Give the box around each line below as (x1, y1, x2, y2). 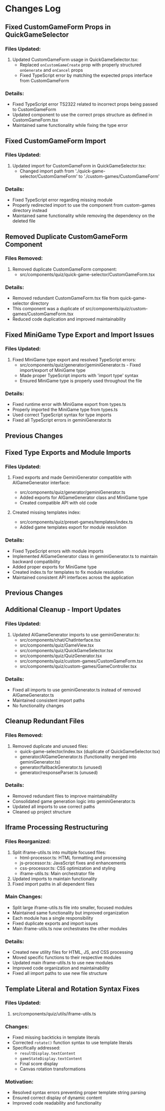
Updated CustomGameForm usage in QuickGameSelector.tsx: (12, 56, 139, 62)
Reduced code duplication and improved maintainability (12, 316, 126, 322)
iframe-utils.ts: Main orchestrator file (19, 870, 95, 876)
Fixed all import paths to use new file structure (12, 970, 108, 976)
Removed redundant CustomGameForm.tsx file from (12, 295, 119, 301)
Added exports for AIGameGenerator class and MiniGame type (19, 495, 148, 500)
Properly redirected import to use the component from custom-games (12, 202, 156, 208)
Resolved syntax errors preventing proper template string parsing (12, 1090, 146, 1096)
